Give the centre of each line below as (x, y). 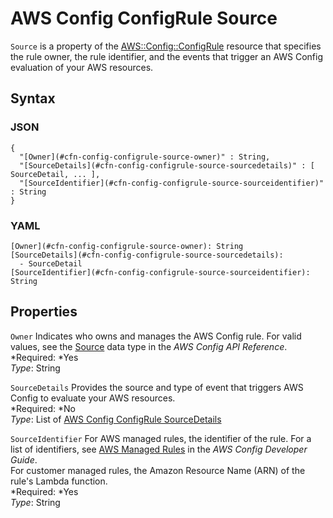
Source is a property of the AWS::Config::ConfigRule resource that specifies (166, 46)
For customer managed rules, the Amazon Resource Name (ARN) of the (158, 470)
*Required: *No (43, 408)
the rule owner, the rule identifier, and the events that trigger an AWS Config (167, 56)
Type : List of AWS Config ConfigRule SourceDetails (116, 419)
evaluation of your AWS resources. (82, 67)
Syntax (33, 98)
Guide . (24, 459)
